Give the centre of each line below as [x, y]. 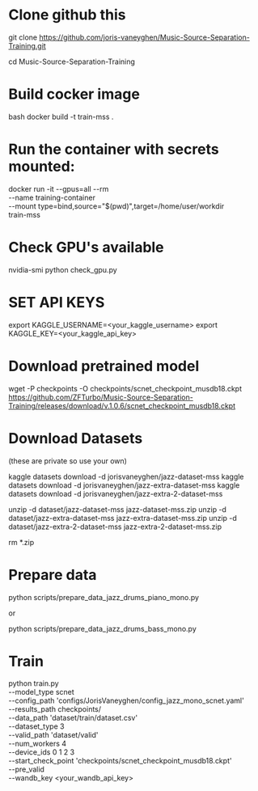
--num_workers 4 [38, 744]
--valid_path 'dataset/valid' [53, 735]
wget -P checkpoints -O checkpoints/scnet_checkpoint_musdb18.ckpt [125, 388]
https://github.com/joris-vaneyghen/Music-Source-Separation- [145, 37]
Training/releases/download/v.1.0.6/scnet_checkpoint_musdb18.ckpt [122, 405]
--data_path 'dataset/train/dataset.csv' [73, 718]
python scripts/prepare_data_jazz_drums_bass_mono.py [102, 628]
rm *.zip [21, 542]
